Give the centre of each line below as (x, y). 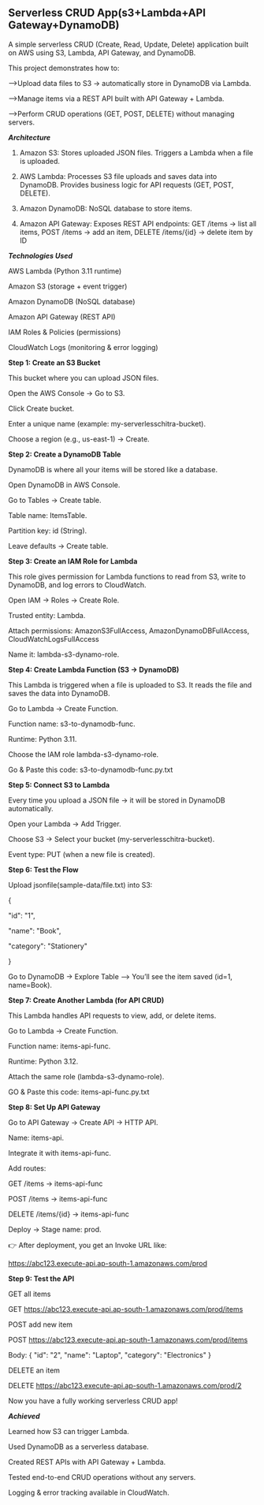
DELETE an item (34, 1370)
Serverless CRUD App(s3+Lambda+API (107, 13)
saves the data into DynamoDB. (59, 693)
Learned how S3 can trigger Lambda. (69, 1431)
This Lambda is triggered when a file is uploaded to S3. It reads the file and (130, 684)
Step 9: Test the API (41, 1278)
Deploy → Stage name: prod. (55, 1229)
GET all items (30, 1294)
